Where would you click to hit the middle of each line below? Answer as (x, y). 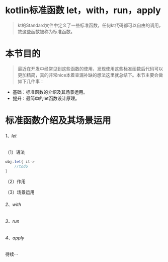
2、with (13, 205)
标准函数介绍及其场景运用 (58, 121)
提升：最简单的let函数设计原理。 (46, 98)
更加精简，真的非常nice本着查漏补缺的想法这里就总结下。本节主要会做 (90, 75)
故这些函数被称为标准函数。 (46, 31)
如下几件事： (31, 81)
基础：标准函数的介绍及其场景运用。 (50, 92)
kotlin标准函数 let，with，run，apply (83, 10)
